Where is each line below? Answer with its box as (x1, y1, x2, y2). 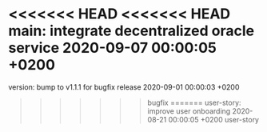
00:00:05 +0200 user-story (168, 114, 260, 124)
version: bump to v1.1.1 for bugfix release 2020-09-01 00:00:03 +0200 (8, 82, 240, 92)
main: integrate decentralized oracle (8, 22, 254, 40)
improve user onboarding (147, 106, 231, 116)
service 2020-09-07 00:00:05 (8, 39, 217, 57)
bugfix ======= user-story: (147, 98, 241, 107)
